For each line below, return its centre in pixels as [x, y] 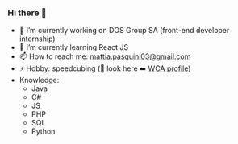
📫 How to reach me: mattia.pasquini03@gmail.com [105, 56]
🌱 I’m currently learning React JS [74, 47]
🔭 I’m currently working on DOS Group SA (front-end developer [124, 31]
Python [43, 131]
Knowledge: [39, 80]
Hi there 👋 [27, 13]
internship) [37, 39]
